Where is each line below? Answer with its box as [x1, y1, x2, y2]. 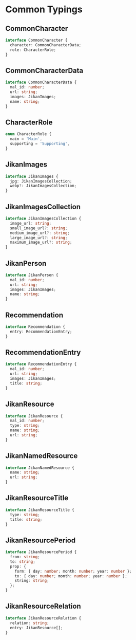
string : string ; [14, 578, 50, 583]
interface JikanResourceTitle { [5, 507, 74, 513]
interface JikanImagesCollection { [5, 216, 82, 221]
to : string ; [10, 559, 36, 564]
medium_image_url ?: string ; [10, 230, 70, 235]
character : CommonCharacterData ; [10, 42, 82, 47]
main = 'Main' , [10, 136, 43, 142]
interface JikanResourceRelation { [5, 615, 82, 620]
